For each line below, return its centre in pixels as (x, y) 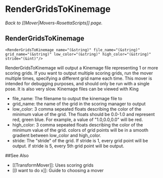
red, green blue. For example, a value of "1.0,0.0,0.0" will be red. (78, 119)
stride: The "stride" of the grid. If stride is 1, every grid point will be (80, 140)
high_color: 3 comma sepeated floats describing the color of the (78, 124)
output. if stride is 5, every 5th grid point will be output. (68, 146)
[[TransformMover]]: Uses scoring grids (53, 165)
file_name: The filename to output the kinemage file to (67, 98)
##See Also (17, 155)
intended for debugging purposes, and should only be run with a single (77, 83)
